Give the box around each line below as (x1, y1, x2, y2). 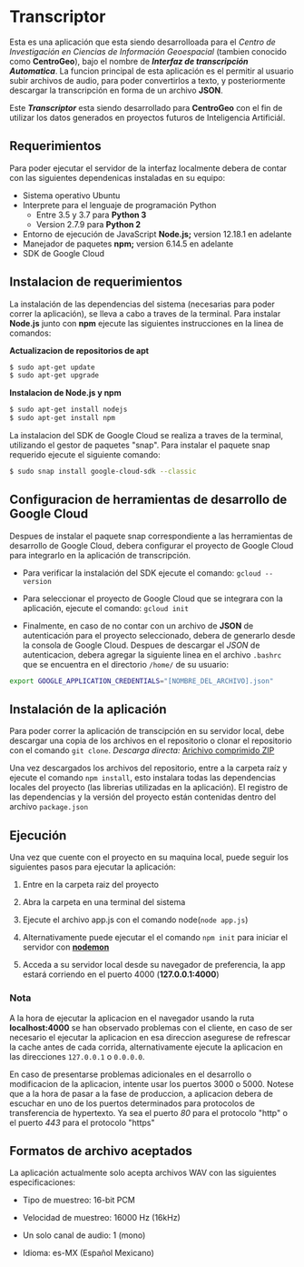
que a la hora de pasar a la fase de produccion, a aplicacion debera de (9, 1088, 274, 1099)
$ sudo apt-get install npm (9, 414, 116, 423)
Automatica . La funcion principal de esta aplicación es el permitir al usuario (9, 65, 294, 76)
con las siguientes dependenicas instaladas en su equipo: (9, 172, 225, 183)
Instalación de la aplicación (9, 702, 167, 718)
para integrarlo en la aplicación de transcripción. (9, 549, 191, 560)
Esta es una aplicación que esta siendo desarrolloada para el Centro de (9, 36, 277, 47)
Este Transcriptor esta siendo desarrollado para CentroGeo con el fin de (9, 102, 283, 113)
